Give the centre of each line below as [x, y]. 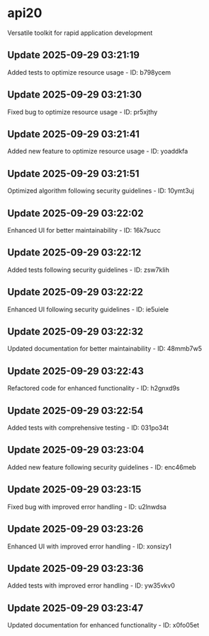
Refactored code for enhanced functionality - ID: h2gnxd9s [94, 388]
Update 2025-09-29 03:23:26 [75, 529]
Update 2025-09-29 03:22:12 [74, 253]
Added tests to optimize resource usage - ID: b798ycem [89, 72]
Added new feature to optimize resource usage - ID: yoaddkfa [98, 152]
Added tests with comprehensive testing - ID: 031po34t [88, 428]
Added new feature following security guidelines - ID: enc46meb [102, 467]
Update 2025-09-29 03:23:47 [75, 608]
